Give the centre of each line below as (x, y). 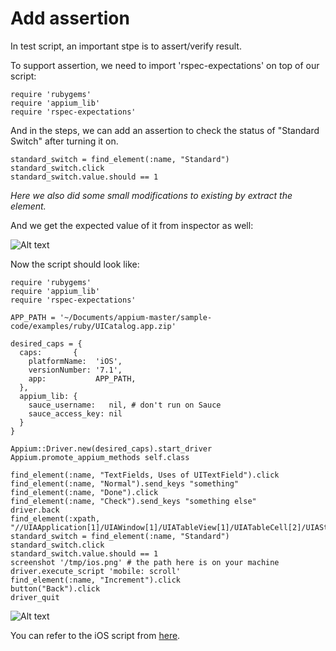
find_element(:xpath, (55, 518)
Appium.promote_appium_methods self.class (100, 457)
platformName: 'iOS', (75, 361)
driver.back (35, 510)
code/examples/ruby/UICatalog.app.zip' (93, 326)
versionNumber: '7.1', (75, 370)
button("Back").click (55, 588)
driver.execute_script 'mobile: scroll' (96, 571)
